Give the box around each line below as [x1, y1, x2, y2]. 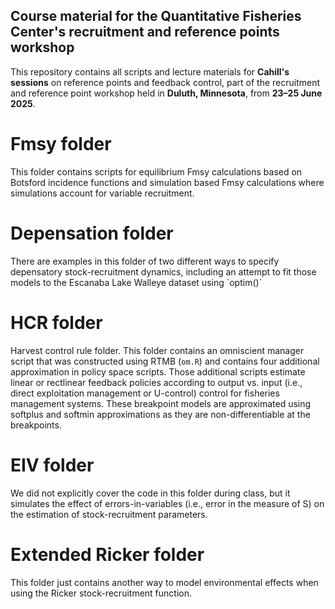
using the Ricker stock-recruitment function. [10, 587, 192, 599]
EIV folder [10, 454, 95, 476]
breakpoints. [10, 419, 62, 431]
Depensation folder [10, 222, 174, 244]
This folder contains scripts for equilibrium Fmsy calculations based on [10, 165, 303, 178]
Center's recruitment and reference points [10, 24, 280, 41]
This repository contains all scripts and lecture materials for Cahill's [10, 65, 290, 78]
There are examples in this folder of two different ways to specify [10, 255, 280, 267]
